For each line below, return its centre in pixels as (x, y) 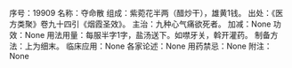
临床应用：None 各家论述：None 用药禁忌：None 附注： (169, 46)
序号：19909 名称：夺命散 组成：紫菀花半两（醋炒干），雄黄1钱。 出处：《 (142, 13)
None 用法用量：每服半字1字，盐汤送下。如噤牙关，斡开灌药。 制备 (147, 35)
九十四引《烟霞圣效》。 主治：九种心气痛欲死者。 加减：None (159, 24)
